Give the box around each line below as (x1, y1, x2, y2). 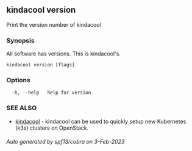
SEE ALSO (6, 104, 37, 112)
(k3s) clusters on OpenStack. (15, 124, 89, 132)
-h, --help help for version (12, 90, 91, 96)
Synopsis (6, 36, 35, 44)
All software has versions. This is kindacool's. (6, 50, 121, 57)
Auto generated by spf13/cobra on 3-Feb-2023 (6, 138, 125, 146)
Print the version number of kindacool (6, 21, 102, 28)
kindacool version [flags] (6, 62, 75, 68)
